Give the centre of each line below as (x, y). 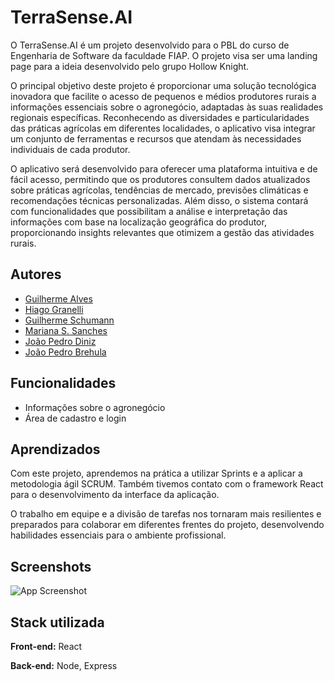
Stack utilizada (57, 622)
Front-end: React (46, 646)
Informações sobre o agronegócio (95, 407)
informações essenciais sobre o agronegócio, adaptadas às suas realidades (167, 107)
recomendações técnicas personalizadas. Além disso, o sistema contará (159, 200)
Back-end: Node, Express (64, 665)
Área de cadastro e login (75, 418)
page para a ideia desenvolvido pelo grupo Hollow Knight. (130, 66)
